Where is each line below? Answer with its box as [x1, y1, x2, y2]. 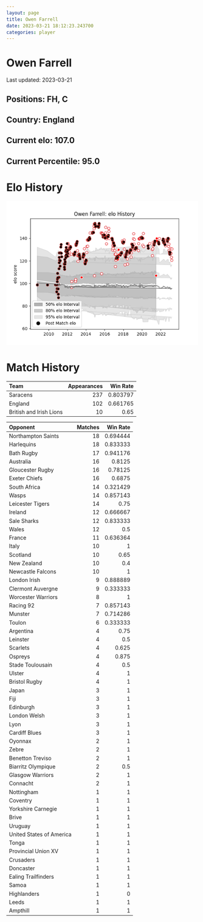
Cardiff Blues [9, 729, 42, 736]
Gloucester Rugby [9, 466, 54, 473]
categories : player [6, 29, 56, 35]
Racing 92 [9, 602, 35, 609]
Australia [9, 458, 32, 465]
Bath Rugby [9, 449, 38, 456]
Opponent [9, 424, 35, 431]
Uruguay [9, 822, 31, 829]
